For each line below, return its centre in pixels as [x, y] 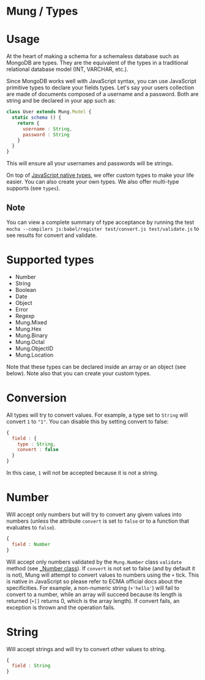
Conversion [37, 398]
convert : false [38, 450]
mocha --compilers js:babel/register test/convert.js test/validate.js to [103, 228]
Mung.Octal [30, 342]
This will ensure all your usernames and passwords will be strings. [90, 163]
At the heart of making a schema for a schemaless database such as [93, 56]
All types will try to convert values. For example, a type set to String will [97, 415]
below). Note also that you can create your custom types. [79, 373]
